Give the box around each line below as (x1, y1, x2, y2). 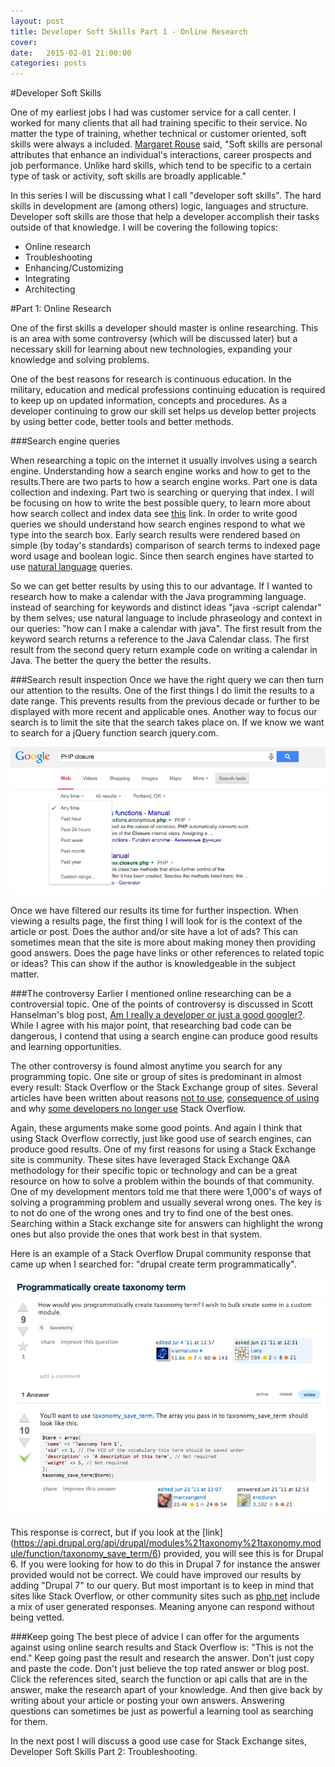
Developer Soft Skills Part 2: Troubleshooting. (10, 1745, 198, 1757)
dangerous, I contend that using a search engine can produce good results (10, 1030, 319, 1042)
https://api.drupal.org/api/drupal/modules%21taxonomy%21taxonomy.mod (13, 1536, 322, 1549)
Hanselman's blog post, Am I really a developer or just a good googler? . (10, 1009, 306, 1021)
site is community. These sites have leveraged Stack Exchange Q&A (10, 1154, 291, 1166)
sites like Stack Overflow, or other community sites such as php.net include (10, 1590, 321, 1602)
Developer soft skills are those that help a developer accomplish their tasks (10, 211, 320, 223)
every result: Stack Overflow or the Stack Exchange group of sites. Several (10, 1081, 318, 1094)
